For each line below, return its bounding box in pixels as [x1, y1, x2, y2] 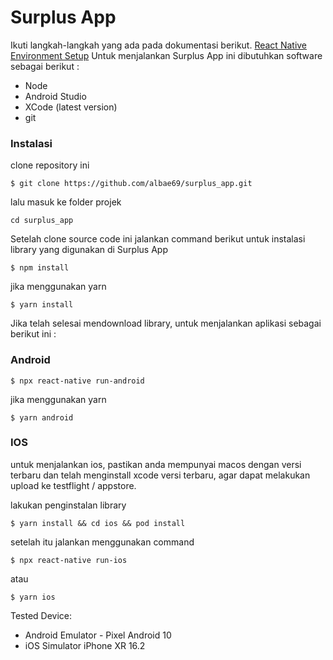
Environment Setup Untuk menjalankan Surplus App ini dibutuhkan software [10, 49, 323, 61]
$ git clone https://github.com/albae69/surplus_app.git [10, 179, 253, 189]
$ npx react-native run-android [10, 376, 145, 386]
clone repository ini [10, 159, 90, 171]
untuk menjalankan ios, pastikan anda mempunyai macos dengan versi [10, 458, 302, 470]
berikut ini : [10, 328, 57, 340]
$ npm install [10, 263, 70, 273]
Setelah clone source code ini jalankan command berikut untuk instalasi [10, 233, 306, 245]
